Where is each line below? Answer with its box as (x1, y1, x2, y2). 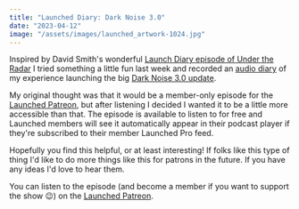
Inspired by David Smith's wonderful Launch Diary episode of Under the (9, 54, 274, 65)
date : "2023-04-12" (9, 21, 82, 30)
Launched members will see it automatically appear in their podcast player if (9, 118, 290, 129)
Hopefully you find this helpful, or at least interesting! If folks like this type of (9, 145, 290, 156)
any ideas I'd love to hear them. (9, 164, 125, 174)
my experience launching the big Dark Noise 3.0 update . (9, 73, 217, 84)
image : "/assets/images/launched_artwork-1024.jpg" (9, 29, 205, 38)
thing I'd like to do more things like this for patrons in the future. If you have (9, 155, 286, 165)
